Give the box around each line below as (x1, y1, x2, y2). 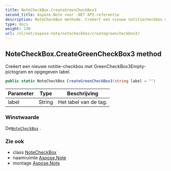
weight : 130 (5, 26, 31, 31)
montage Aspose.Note (12, 160, 60, 166)
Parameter (8, 90, 34, 97)
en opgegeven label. (27, 69, 71, 75)
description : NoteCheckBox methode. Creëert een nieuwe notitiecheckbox (5, 17, 163, 22)
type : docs (5, 21, 28, 27)
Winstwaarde (5, 114, 40, 121)
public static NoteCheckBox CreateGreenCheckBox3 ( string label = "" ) (5, 78, 156, 84)
